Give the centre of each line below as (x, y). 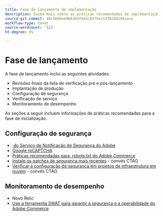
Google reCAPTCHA (32, 150)
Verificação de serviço (34, 99)
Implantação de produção (38, 88)
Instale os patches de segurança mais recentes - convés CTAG (75, 161)
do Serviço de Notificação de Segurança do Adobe (64, 145)
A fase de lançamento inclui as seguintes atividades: (57, 74)
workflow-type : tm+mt (27, 23)
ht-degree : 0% (19, 32)
